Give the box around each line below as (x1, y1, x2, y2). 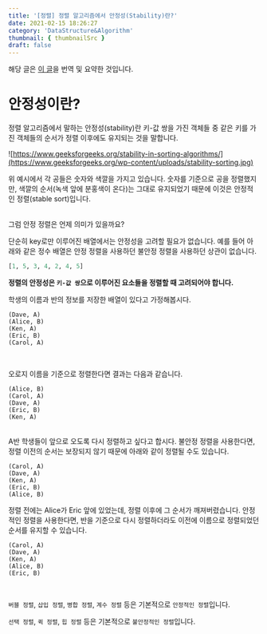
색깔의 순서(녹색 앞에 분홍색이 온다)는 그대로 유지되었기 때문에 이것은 (18, 184, 233, 194)
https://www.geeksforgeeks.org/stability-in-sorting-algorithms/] (13, 149, 223, 159)
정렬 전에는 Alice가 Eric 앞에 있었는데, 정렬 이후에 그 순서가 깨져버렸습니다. (8, 505, 241, 515)
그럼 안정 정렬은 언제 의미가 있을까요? (8, 220, 125, 229)
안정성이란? (8, 95, 81, 113)
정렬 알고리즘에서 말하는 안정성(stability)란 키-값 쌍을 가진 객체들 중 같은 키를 (8, 123, 249, 133)
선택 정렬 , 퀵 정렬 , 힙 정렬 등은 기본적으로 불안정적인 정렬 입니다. (8, 616, 196, 626)
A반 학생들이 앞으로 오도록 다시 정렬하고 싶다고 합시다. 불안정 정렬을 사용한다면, (8, 436, 256, 446)
